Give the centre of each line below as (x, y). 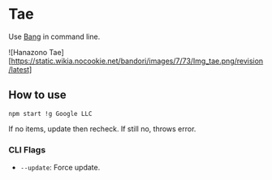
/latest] (20, 69)
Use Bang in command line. (54, 36)
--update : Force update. (60, 168)
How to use (37, 95)
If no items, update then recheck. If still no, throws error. (102, 129)
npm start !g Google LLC (50, 114)
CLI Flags (27, 149)
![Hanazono (28, 52)
